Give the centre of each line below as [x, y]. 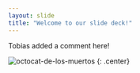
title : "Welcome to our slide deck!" [70, 23]
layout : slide [32, 15]
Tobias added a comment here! [59, 45]
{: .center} [114, 61]
